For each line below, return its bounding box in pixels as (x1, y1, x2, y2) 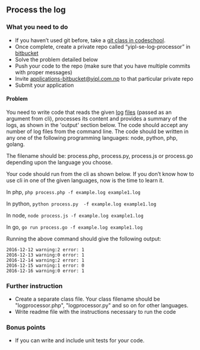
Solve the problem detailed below (14, 55, 98, 63)
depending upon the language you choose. (6, 158, 113, 166)
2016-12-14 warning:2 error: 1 (6, 257, 85, 263)
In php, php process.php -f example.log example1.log (6, 188, 141, 195)
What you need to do (6, 23, 68, 31)
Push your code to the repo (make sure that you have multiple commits (14, 62, 190, 69)
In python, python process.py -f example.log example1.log (6, 200, 157, 207)
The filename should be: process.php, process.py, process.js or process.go (6, 152, 193, 159)
